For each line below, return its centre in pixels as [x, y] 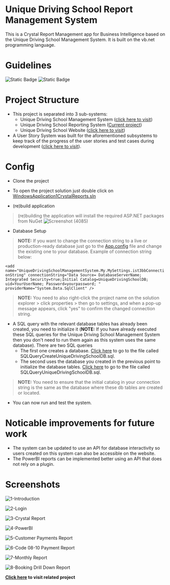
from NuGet [30, 221]
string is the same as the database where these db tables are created [90, 387]
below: [25, 257]
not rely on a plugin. [33, 464]
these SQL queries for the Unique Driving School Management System [86, 334]
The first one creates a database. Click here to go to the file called [89, 350]
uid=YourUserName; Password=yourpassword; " [53, 284]
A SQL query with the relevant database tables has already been [80, 323]
